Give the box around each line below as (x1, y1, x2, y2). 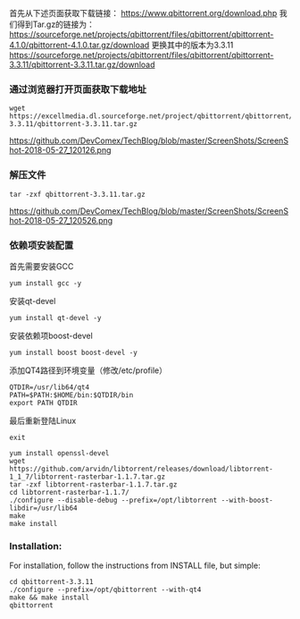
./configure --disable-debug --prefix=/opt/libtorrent (9, 496, 218, 505)
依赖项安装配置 (9, 239, 74, 251)
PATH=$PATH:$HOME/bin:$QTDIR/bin (9, 390, 134, 400)
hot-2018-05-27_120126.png (9, 145, 112, 156)
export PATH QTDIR (9, 398, 78, 407)
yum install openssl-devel (9, 448, 110, 458)
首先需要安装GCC (9, 260, 74, 271)
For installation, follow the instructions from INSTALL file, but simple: (9, 560, 261, 571)
